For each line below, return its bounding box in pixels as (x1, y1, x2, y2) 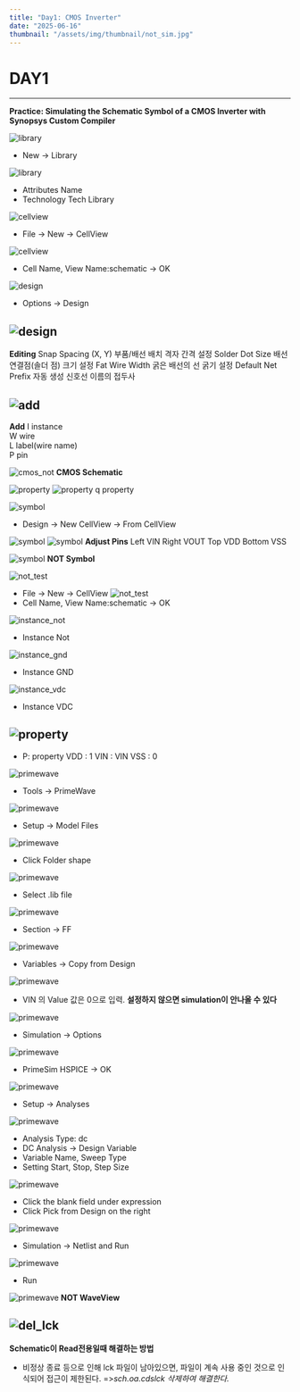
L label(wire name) (9, 439, 78, 451)
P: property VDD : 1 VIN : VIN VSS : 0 (21, 751, 158, 762)
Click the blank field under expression (21, 1196, 162, 1206)
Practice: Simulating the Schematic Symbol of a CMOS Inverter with (9, 106, 266, 117)
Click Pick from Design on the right (21, 1205, 151, 1216)
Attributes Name (21, 185, 83, 196)
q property (95, 484, 135, 495)
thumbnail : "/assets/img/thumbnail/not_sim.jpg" (9, 29, 194, 38)
